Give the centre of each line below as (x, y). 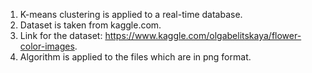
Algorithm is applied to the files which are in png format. (135, 57)
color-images (47, 46)
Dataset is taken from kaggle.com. (90, 25)
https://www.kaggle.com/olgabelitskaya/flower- (203, 35)
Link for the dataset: (61, 35)
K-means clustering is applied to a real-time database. (131, 14)
